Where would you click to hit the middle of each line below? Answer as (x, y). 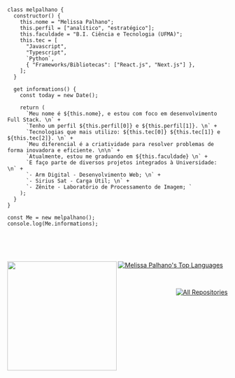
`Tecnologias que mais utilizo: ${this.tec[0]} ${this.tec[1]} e (123, 132)
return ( (33, 108)
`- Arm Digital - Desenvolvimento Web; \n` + (93, 175)
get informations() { (45, 89)
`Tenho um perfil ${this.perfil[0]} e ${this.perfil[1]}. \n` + (121, 126)
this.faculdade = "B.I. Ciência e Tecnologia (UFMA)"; (101, 34)
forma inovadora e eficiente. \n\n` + (64, 150)
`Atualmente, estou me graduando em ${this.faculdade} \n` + (117, 157)
